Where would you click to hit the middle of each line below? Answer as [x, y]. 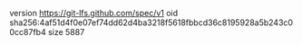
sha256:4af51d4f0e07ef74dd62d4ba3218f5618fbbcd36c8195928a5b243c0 [151, 22]
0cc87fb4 [28, 32]
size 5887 [67, 32]
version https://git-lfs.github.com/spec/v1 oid [94, 13]
